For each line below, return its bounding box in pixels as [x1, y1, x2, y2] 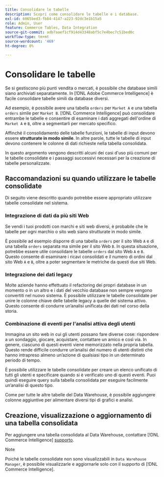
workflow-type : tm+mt [5, 35, 49, 40]
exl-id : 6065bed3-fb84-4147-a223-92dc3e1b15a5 [5, 16, 102, 21]
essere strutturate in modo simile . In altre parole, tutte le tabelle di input [5, 135, 151, 141]
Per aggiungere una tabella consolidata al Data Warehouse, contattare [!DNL [5, 432, 159, 438]
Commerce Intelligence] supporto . [5, 437, 74, 443]
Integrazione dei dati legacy [5, 271, 72, 278]
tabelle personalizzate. [5, 160, 51, 166]
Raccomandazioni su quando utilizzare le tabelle [5, 174, 156, 182]
